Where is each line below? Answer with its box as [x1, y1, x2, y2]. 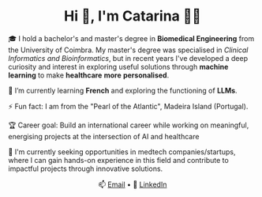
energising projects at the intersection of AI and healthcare [8, 131, 200, 141]
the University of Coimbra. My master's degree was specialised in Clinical [8, 45, 249, 55]
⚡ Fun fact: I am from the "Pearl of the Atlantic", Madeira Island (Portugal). [8, 101, 249, 111]
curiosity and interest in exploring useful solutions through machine [8, 62, 229, 71]
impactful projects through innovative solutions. [8, 164, 163, 173]
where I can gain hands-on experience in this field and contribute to [8, 155, 229, 165]
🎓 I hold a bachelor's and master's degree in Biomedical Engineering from [8, 33, 255, 43]
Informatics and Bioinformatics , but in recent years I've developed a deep [8, 53, 249, 63]
